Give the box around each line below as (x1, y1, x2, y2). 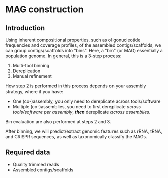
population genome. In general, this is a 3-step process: (5, 53, 122, 59)
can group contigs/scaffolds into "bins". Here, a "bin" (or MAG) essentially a (5, 48, 163, 53)
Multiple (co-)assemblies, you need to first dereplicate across (12, 104, 141, 109)
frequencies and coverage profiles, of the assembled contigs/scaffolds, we (5, 42, 161, 48)
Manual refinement (12, 73, 52, 79)
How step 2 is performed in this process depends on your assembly (5, 83, 146, 89)
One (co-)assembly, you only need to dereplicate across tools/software (12, 98, 161, 104)
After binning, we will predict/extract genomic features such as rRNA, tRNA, (5, 128, 163, 134)
